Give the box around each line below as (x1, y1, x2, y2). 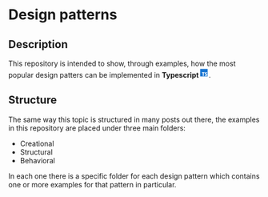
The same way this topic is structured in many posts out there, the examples (8, 115, 260, 124)
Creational (19, 139, 54, 148)
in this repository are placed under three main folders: (8, 123, 186, 133)
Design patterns (8, 6, 118, 24)
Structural (19, 147, 54, 157)
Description (8, 38, 68, 51)
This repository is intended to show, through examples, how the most (8, 58, 236, 68)
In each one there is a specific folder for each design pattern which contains (8, 171, 260, 181)
